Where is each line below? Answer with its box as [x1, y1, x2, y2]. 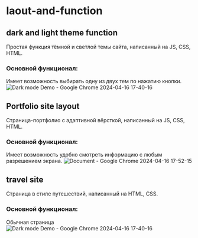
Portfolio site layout [6, 101, 80, 111]
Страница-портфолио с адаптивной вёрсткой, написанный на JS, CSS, [6, 117, 185, 124]
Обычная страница [6, 219, 54, 226]
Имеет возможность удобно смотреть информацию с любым [6, 151, 163, 158]
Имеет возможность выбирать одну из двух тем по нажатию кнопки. [6, 78, 182, 85]
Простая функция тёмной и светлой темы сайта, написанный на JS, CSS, [6, 43, 191, 50]
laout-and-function [6, 4, 103, 18]
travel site [6, 174, 44, 184]
